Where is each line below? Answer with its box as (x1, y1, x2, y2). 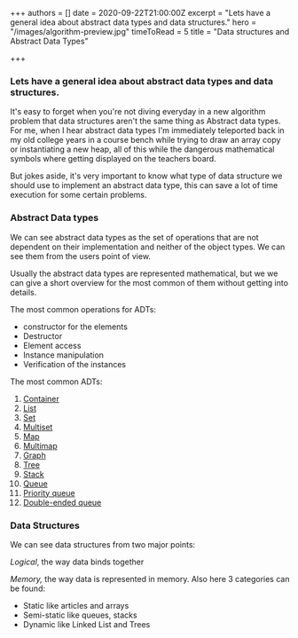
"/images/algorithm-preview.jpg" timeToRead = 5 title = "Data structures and (10, 27, 290, 36)
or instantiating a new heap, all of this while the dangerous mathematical (10, 144, 275, 154)
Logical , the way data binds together (10, 556, 145, 567)
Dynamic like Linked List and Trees (22, 618, 151, 629)
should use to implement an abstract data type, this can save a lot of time (10, 180, 278, 191)
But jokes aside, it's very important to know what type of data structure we (10, 170, 283, 181)
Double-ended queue (22, 497, 102, 508)
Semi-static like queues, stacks (22, 610, 137, 620)
